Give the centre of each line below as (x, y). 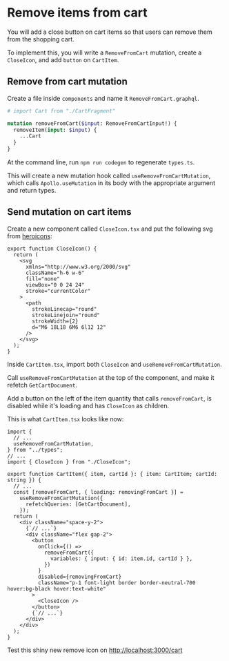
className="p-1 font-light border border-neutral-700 (117, 583)
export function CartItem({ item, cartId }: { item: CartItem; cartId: (112, 474)
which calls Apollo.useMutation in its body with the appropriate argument (111, 183)
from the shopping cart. (41, 39)
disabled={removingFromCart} (80, 577)
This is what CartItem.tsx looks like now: (66, 419)
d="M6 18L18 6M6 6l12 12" (69, 327)
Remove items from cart (78, 13)
